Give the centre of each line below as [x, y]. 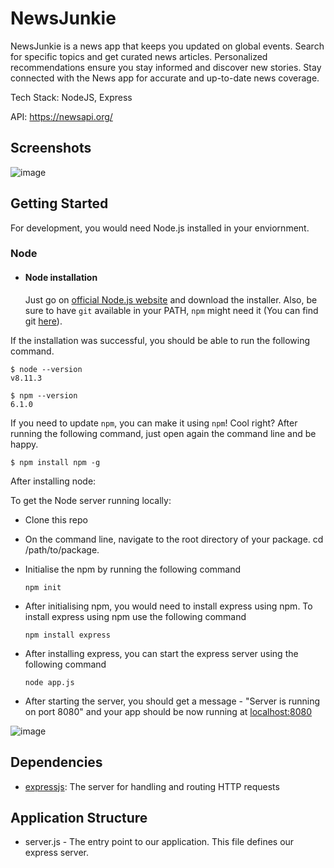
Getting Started [59, 203]
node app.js [49, 682]
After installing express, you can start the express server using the [161, 653]
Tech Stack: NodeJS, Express [71, 97]
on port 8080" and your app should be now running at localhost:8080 [168, 711]
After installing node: [53, 481]
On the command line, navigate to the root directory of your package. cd [174, 539]
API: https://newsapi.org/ [61, 116]
